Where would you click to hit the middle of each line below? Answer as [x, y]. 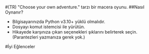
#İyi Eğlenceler [20, 46]
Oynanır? [14, 12]
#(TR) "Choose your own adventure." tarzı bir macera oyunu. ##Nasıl [75, 7]
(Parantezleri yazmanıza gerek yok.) [49, 37]
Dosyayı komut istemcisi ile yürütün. [49, 27]
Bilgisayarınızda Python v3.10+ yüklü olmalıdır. [59, 22]
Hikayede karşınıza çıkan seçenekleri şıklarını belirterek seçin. [75, 32]
